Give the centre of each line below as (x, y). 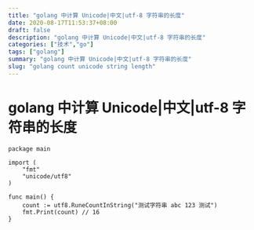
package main (29, 149)
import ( (22, 162)
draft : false (29, 30)
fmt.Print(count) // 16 (61, 212)
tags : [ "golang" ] (36, 52)
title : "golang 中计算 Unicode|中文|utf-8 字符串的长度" (96, 15)
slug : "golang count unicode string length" (82, 67)
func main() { (31, 197)
